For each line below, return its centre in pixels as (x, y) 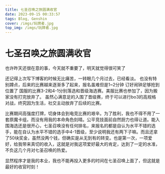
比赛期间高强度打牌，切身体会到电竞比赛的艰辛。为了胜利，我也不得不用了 (80, 114)
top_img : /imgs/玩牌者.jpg (31, 28)
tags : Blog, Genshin (26, 19)
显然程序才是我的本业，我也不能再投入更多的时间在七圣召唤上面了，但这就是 (82, 161)
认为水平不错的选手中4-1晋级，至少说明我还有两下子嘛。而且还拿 (92, 132)
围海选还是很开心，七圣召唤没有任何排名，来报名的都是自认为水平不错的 (78, 126)
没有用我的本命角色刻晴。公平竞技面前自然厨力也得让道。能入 (97, 120)
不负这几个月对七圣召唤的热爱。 (37, 150)
